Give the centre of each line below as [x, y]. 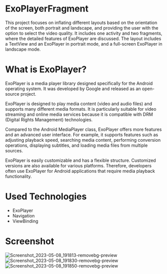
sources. [14, 150]
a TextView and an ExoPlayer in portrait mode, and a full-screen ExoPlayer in [84, 44]
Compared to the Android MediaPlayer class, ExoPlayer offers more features [83, 129]
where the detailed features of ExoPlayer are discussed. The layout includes [83, 39]
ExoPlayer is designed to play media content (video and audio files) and [79, 104]
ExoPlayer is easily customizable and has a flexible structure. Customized [81, 160]
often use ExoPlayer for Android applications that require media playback [80, 171]
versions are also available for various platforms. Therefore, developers [79, 165]
